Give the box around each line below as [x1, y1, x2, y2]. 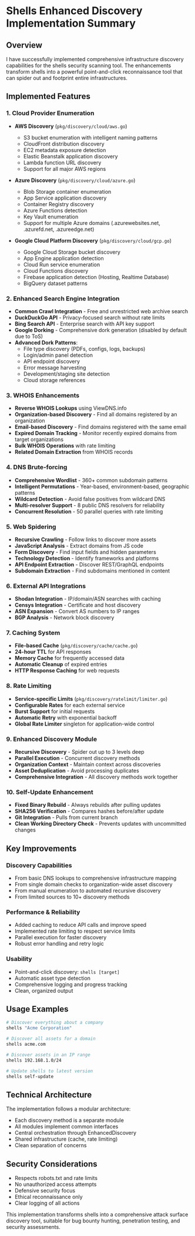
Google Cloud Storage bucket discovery [23, 248, 120, 256]
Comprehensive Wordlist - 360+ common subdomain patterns [14, 476, 168, 483]
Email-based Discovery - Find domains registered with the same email [14, 423, 187, 430]
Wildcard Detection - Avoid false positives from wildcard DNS [14, 495, 166, 502]
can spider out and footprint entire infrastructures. [6, 75, 128, 81]
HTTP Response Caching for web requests [14, 667, 120, 674]
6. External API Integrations [6, 582, 86, 590]
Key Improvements [6, 843, 77, 853]
